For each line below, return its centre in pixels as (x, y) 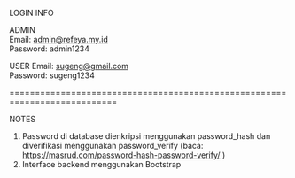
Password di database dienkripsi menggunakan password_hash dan (146, 136)
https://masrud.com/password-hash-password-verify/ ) (124, 155)
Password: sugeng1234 (52, 75)
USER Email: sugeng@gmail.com (69, 66)
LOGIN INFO (32, 13)
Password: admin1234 (50, 49)
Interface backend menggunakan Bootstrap (101, 164)
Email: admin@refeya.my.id (59, 39)
